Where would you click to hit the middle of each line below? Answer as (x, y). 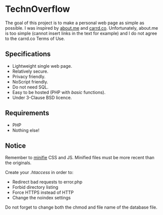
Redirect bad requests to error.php (47, 182)
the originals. (18, 163)
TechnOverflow (38, 9)
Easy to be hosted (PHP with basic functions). (59, 92)
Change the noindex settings (41, 198)
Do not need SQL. (30, 87)
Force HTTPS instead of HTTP (43, 193)
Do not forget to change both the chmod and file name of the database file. (81, 207)
